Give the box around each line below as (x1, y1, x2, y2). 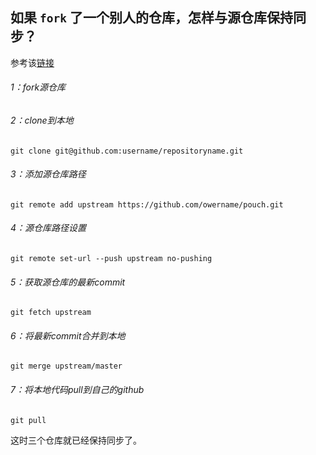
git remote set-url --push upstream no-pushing (10, 254, 213, 264)
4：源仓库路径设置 (10, 222, 87, 234)
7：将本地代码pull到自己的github (10, 384, 145, 396)
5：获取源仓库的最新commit (10, 276, 126, 288)
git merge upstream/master (10, 361, 123, 372)
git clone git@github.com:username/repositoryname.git (10, 146, 244, 156)
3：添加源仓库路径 (10, 168, 87, 180)
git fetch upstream (10, 308, 92, 318)
